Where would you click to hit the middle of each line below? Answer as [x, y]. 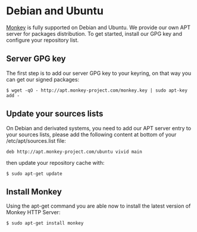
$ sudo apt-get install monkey [45, 223]
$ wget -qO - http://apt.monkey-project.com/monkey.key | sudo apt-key [97, 90]
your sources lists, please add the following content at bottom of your [91, 134]
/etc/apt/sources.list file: [36, 140]
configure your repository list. [43, 40]
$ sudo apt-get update [34, 174]
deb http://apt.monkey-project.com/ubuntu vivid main [74, 152]
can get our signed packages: [43, 79]
